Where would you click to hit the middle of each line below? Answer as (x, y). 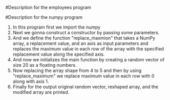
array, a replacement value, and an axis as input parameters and (80, 43)
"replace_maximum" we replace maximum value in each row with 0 (83, 76)
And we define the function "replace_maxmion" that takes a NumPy (84, 38)
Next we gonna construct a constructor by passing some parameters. (86, 32)
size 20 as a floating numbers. (45, 65)
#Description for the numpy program (44, 17)
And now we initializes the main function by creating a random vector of (89, 60)
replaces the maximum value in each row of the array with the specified (88, 49)
